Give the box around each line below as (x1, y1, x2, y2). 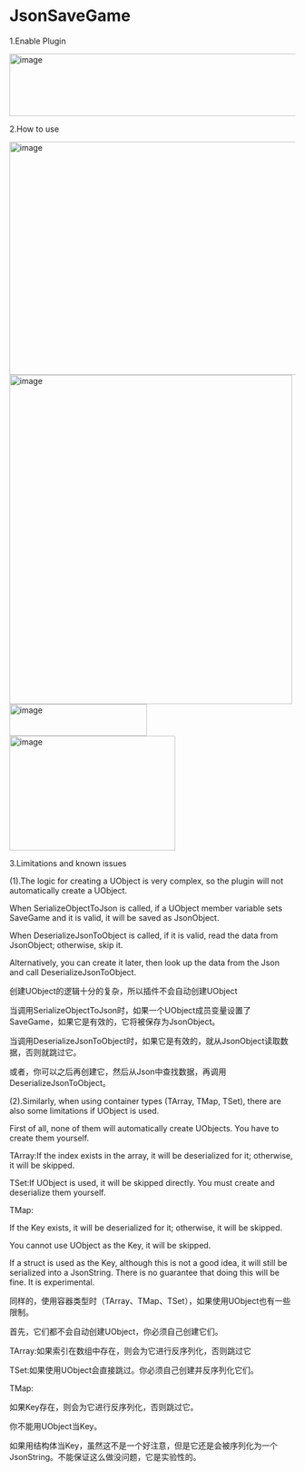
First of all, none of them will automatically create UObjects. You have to (9, 1122, 280, 1133)
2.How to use (9, 123, 60, 134)
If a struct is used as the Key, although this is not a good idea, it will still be (9, 1257, 288, 1268)
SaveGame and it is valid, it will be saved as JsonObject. (9, 912, 220, 923)
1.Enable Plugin (9, 35, 66, 46)
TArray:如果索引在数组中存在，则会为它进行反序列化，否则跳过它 (9, 1345, 251, 1356)
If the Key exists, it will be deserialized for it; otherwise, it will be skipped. (9, 1222, 283, 1233)
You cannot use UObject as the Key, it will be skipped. (9, 1239, 212, 1250)
